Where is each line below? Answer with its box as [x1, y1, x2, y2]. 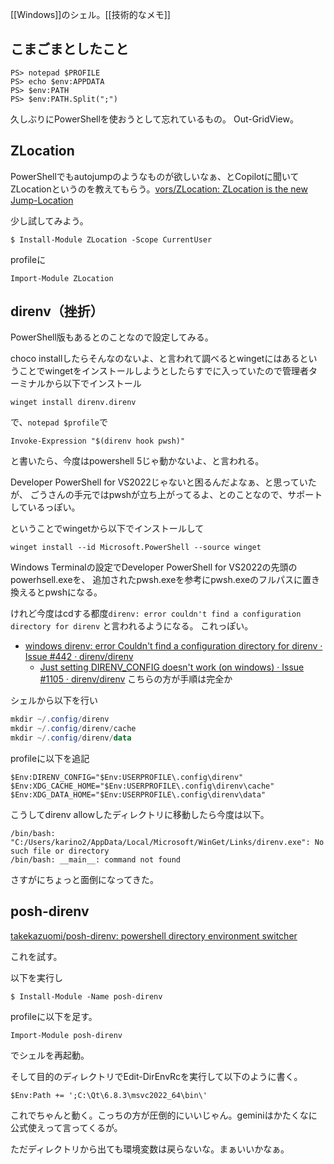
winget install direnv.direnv [10, 398, 137, 408]
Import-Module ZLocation [10, 273, 114, 283]
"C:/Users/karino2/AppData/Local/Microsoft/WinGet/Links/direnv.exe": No [10, 838, 325, 848]
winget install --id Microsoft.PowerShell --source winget [10, 543, 262, 553]
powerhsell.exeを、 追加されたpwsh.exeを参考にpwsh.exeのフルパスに [10, 574, 303, 586]
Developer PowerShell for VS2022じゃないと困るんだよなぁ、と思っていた [10, 476, 317, 488]
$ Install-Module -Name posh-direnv [10, 991, 163, 1002]
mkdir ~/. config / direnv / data [10, 733, 132, 743]
